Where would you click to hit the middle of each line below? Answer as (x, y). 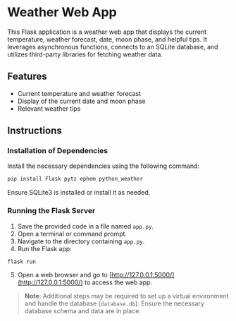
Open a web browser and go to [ (64, 275)
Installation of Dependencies (57, 151)
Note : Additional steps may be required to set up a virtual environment (126, 296)
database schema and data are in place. (82, 311)
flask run (22, 262)
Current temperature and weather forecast (79, 93)
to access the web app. (118, 282)
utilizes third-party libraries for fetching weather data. (85, 54)
